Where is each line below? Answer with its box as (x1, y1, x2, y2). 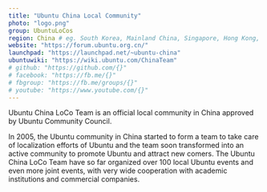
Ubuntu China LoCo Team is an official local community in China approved (8, 108, 254, 118)
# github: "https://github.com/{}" (8, 64, 127, 72)
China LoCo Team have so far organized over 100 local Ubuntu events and (8, 158, 254, 167)
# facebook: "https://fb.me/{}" (8, 71, 116, 79)
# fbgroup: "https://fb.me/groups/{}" (8, 78, 138, 86)
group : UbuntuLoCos (8, 26, 74, 34)
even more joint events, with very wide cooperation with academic (8, 166, 228, 176)
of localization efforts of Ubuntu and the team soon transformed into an (8, 141, 245, 150)
